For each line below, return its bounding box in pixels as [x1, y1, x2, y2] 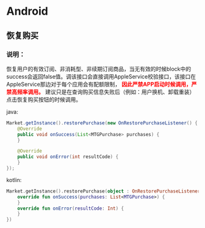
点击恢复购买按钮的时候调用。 [6, 96, 81, 103]
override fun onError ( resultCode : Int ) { [17, 205, 124, 211]
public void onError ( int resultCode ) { [17, 154, 119, 160]
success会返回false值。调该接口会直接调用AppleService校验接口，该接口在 [6, 72, 196, 80]
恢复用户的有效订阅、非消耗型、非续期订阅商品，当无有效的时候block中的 [6, 65, 192, 72]
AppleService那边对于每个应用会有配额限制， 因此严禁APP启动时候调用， [6, 80, 192, 88]
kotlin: [6, 176, 22, 183]
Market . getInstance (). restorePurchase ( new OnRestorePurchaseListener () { [6, 120, 198, 126]
